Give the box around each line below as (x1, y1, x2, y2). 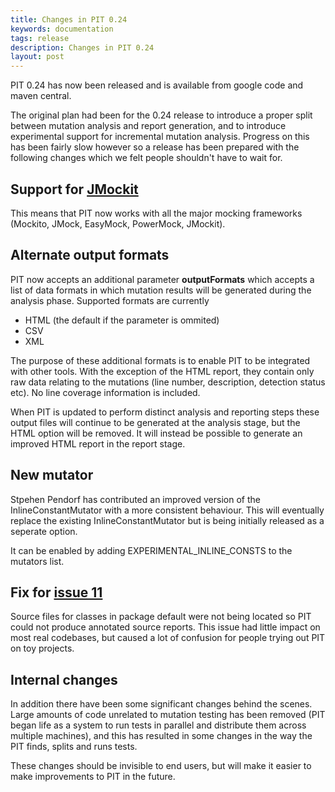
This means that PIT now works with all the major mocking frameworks (10, 207, 303, 219)
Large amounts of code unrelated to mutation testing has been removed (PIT (10, 709, 326, 721)
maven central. (10, 90, 72, 102)
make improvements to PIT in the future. (10, 771, 176, 783)
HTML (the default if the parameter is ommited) (24, 314, 220, 326)
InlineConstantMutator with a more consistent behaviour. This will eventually (10, 504, 325, 516)
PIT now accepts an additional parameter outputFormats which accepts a (10, 273, 315, 285)
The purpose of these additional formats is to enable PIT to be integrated (10, 354, 311, 366)
